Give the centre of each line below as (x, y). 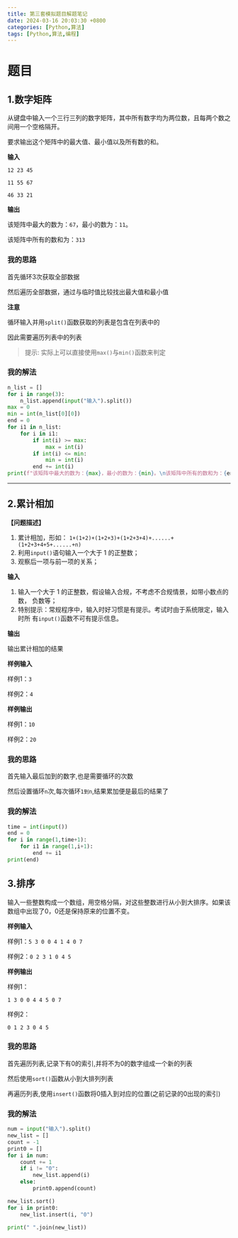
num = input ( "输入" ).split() (49, 1129)
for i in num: (28, 1156)
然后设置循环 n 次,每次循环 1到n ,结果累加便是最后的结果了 (88, 791)
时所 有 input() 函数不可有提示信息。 (70, 618)
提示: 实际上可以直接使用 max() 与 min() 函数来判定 (95, 352)
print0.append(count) (65, 1189)
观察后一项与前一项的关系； (58, 561)
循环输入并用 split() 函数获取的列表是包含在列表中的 (84, 322)
